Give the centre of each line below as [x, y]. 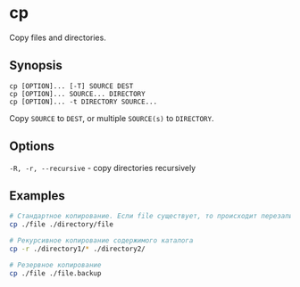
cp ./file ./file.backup [55, 273]
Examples [37, 196]
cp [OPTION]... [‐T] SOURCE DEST [71, 86]
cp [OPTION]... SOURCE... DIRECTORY [77, 94]
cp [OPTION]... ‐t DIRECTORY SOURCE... [83, 102]
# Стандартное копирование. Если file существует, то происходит [133, 217]
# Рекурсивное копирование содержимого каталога [101, 241]
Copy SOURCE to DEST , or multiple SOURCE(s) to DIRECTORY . [112, 118]
